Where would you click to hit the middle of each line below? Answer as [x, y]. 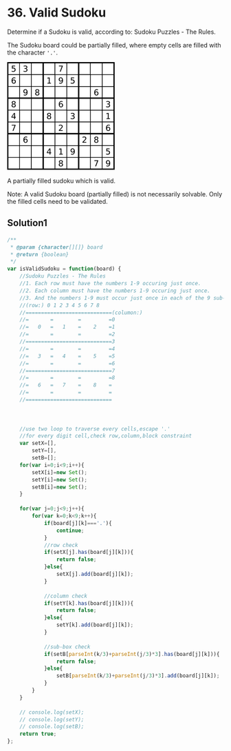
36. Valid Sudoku [57, 13]
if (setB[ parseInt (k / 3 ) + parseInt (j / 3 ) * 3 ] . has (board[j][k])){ [132, 654]
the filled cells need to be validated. [57, 201]
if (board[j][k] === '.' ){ [78, 523]
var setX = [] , [38, 443]
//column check [66, 596]
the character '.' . [33, 52]
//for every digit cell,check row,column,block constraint [106, 436]
